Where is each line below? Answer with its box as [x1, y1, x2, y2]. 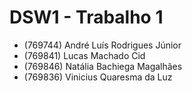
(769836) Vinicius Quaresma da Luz [23, 71, 173, 83]
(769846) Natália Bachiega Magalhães [23, 60, 183, 72]
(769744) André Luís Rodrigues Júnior [23, 39, 182, 51]
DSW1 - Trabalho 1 [9, 6, 164, 29]
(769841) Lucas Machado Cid [23, 49, 146, 61]
